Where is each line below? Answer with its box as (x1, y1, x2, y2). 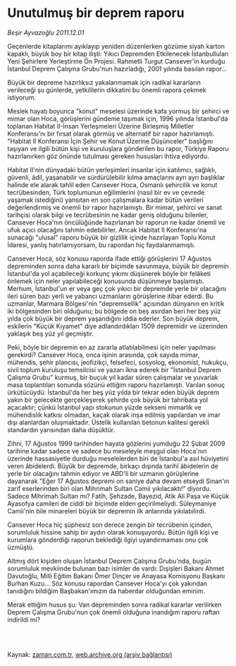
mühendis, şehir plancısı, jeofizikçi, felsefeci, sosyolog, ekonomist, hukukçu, (7, 358, 229, 367)
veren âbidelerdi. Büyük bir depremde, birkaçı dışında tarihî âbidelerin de (7, 461, 218, 470)
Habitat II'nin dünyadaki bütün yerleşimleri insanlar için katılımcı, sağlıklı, (7, 165, 217, 174)
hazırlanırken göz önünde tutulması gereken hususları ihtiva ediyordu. (7, 152, 209, 160)
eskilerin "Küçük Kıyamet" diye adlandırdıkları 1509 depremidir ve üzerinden (7, 321, 228, 330)
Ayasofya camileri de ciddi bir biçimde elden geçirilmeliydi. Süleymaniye (7, 499, 217, 508)
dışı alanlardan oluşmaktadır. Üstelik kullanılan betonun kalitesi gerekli (7, 418, 210, 427)
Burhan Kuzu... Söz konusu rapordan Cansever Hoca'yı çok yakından (7, 579, 208, 588)
